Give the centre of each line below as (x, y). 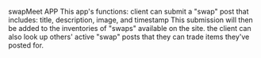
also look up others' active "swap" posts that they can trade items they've (129, 37)
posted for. (26, 45)
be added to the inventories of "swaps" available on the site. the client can (130, 28)
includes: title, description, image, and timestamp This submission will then (131, 20)
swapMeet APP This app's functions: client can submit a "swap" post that (129, 12)
